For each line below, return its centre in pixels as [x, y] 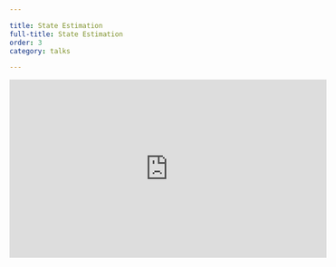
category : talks [40, 51]
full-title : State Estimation [67, 34]
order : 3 [26, 43]
